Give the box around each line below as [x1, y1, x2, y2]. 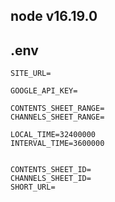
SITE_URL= [10, 69, 52, 79]
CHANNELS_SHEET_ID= [10, 174, 92, 184]
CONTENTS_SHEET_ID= [10, 165, 92, 175]
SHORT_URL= [10, 182, 56, 193]
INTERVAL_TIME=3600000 [10, 139, 105, 149]
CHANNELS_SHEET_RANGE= [10, 112, 105, 123]
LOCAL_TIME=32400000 [10, 130, 97, 140]
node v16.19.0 [10, 8, 98, 25]
